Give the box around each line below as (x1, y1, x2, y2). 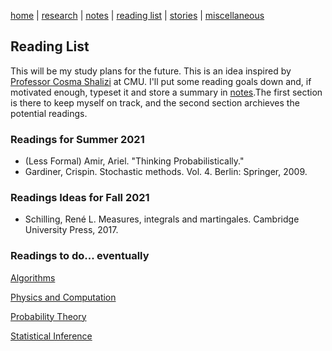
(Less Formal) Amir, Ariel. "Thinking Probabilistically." (24, 155, 245, 167)
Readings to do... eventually (10, 249, 150, 263)
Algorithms (10, 271, 56, 284)
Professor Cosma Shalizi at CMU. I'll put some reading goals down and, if (10, 75, 312, 87)
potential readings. (10, 107, 88, 119)
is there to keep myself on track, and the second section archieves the (10, 96, 300, 109)
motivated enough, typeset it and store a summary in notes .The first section (10, 86, 323, 98)
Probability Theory (10, 310, 87, 322)
